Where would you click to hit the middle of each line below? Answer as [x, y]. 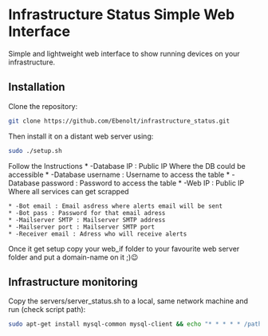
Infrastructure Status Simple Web [122, 15]
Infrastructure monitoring [73, 281]
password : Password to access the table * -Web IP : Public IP [143, 183]
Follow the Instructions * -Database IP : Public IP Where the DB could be [127, 166]
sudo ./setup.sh [35, 150]
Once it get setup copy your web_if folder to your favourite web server [124, 248]
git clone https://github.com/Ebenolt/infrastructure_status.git [119, 121]
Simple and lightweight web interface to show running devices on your [124, 53]
